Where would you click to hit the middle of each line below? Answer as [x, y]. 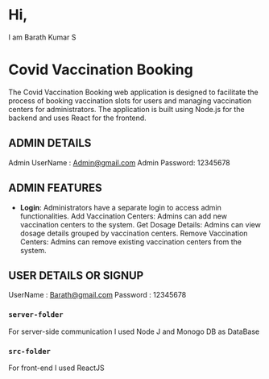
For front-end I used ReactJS [56, 368]
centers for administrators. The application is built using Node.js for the [126, 109]
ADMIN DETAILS [50, 143]
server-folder [36, 315]
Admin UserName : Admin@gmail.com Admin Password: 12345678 [120, 162]
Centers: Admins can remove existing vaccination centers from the [130, 242]
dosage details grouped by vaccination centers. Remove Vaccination [134, 233]
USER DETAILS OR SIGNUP [76, 275]
